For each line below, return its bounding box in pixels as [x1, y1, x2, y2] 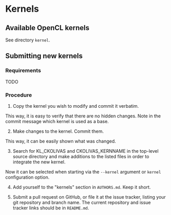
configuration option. [5, 174, 50, 180]
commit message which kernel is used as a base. [5, 118, 109, 124]
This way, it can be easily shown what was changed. [5, 138, 116, 144]
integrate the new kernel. [12, 159, 66, 165]
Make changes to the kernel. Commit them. [12, 128, 104, 134]
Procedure [5, 91, 32, 99]
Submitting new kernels [5, 52, 83, 60]
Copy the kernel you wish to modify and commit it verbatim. [12, 103, 139, 109]
